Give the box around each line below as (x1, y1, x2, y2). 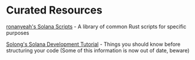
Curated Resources (6, 4, 103, 17)
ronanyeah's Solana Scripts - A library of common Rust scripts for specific (6, 23, 187, 30)
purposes (6, 29, 29, 36)
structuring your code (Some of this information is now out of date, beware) (6, 46, 190, 54)
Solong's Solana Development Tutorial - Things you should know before (6, 41, 181, 48)
